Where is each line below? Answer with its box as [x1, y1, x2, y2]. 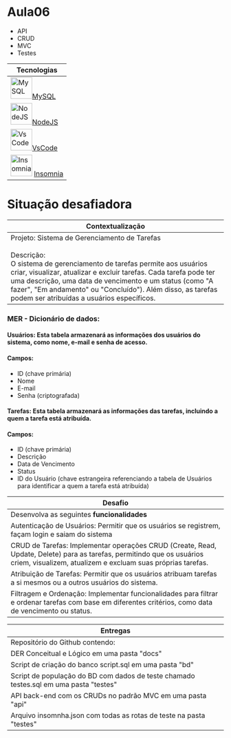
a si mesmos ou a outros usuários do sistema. [10, 578, 158, 587]
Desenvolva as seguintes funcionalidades [10, 510, 148, 520]
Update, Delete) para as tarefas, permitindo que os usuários [10, 549, 204, 559]
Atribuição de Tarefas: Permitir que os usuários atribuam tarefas [10, 569, 217, 579]
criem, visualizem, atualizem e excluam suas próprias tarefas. [10, 558, 208, 568]
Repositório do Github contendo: [10, 637, 115, 647]
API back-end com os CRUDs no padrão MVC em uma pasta [10, 691, 207, 701]
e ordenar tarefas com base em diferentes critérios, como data [10, 598, 213, 607]
